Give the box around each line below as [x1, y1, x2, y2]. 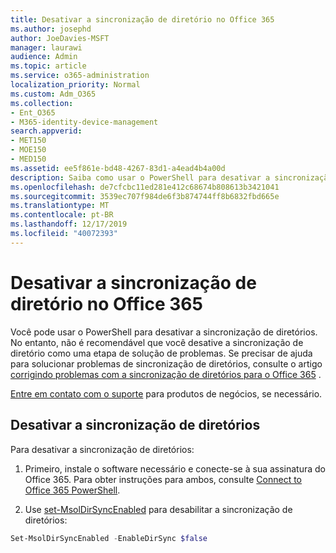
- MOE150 [10, 145, 47, 155]
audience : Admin [10, 52, 78, 62]
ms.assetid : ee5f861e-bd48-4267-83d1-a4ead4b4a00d [10, 163, 226, 173]
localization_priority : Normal [10, 80, 141, 90]
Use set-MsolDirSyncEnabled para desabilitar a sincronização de [24, 503, 293, 515]
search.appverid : [10, 126, 83, 136]
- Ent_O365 [10, 107, 56, 118]
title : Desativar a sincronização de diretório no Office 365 [10, 14, 275, 25]
